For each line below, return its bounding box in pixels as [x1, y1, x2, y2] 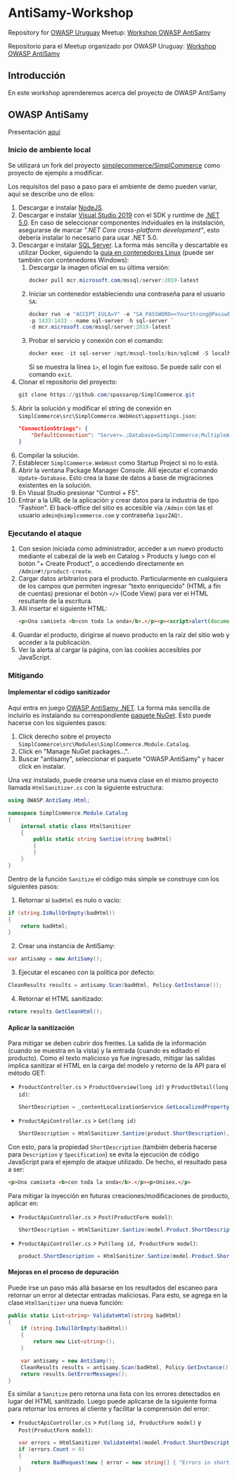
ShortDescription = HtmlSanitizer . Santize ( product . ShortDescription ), [18, 1130, 230, 1137]
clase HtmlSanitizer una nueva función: [8, 1298, 124, 1307]
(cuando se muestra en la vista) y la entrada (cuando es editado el [8, 1047, 200, 1055]
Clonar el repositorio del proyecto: [18, 378, 117, 386]
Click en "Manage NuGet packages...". [18, 748, 129, 756]
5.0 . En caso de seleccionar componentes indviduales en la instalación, [18, 218, 225, 227]
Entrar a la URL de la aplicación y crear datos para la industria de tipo [18, 496, 219, 504]
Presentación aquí [8, 127, 60, 136]
